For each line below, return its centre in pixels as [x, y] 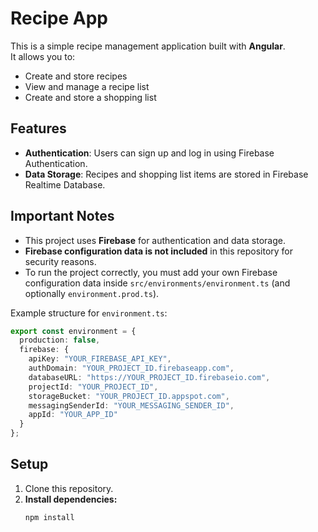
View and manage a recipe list [87, 86]
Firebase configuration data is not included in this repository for [159, 251]
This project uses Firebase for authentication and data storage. [155, 240]
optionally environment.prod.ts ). [92, 293]
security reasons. [60, 261]
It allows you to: [43, 56]
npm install [49, 517]
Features [38, 128]
